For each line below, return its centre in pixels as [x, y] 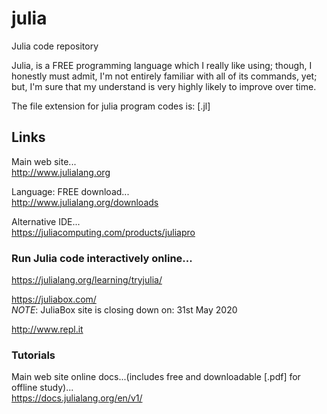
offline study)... [42, 388]
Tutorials [33, 355]
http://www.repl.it [47, 329]
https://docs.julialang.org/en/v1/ [77, 398]
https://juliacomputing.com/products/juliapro [103, 232]
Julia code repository [55, 46]
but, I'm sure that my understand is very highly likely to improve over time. [164, 86]
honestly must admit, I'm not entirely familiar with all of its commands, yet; [164, 76]
